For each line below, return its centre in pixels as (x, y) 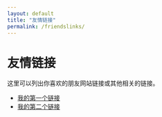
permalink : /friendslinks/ (46, 26)
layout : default (30, 13)
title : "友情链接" (32, 20)
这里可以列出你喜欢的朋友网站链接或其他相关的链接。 (83, 83)
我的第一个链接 (38, 98)
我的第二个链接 (38, 107)
